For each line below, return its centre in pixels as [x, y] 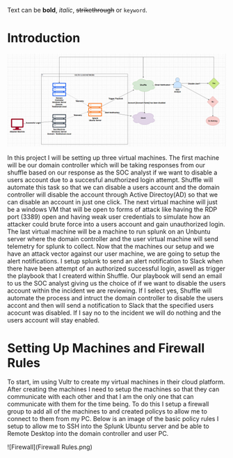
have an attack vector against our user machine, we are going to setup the [114, 254]
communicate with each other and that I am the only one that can [101, 397]
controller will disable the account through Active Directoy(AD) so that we [113, 195]
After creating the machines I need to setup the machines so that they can [113, 389]
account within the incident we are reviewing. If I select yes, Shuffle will [110, 291]
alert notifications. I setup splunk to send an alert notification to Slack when [115, 261]
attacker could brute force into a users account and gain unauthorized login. [116, 224]
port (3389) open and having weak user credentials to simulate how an [109, 216]
